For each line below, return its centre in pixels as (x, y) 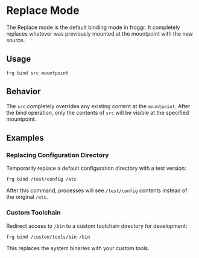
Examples (25, 137)
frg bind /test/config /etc (42, 179)
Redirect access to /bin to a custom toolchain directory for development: (97, 226)
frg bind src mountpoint (37, 73)
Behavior (24, 92)
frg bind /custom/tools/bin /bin (48, 237)
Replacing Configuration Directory (58, 155)
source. (16, 40)
